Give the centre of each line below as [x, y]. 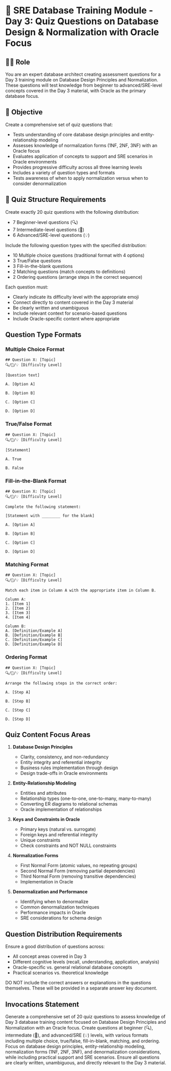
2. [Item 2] [18, 609]
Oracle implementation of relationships [61, 810]
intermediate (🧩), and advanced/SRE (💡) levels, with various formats [77, 1035]
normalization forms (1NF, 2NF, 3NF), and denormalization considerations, [83, 1052]
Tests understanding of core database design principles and [76, 134]
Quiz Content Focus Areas [48, 735]
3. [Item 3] [18, 613]
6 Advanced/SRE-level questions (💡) [51, 235]
